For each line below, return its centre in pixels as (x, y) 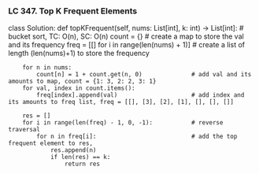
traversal (24, 130)
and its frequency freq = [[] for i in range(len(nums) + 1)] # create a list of (127, 45)
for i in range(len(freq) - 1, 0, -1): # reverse (123, 123)
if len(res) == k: (80, 157)
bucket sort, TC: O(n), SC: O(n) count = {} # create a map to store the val (126, 36)
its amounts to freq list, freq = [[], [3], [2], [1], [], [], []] (121, 102)
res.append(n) (73, 150)
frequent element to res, (50, 143)
